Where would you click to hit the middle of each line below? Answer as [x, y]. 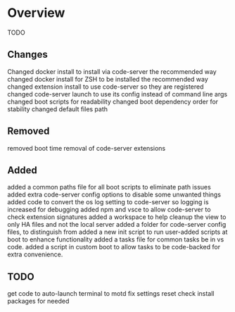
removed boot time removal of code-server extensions [87, 148]
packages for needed [38, 301]
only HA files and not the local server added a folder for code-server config [117, 225]
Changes [27, 55]
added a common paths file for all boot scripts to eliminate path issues [109, 187]
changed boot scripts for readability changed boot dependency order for [113, 101]
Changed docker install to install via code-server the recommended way [112, 71]
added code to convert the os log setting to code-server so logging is [108, 202]
